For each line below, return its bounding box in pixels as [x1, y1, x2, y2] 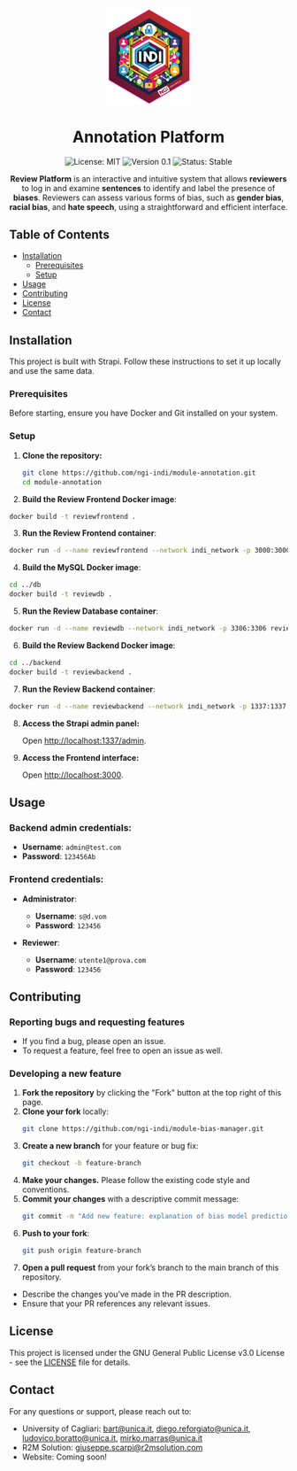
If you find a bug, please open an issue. [21, 1036, 166, 1047]
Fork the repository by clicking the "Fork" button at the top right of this [21, 1088, 282, 1098]
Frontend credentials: [9, 873, 104, 886]
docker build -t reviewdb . [9, 590, 113, 599]
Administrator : [21, 894, 77, 904]
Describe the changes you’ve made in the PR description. [21, 1289, 232, 1299]
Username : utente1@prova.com [34, 954, 147, 964]
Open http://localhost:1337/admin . [21, 735, 147, 746]
